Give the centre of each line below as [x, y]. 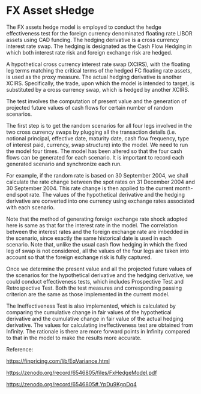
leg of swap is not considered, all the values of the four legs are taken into [98, 251]
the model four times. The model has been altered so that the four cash [94, 151]
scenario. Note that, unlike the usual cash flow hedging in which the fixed [97, 244]
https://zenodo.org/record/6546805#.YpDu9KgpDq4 [71, 384]
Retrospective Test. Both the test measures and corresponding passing [94, 288]
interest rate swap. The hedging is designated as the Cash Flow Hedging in [99, 46]
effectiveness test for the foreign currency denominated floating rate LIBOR [100, 33]
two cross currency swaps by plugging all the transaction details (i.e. [91, 132]
